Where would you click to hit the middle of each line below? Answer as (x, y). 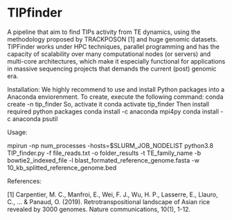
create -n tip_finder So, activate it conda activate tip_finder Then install (108, 104)
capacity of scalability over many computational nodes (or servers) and (109, 54)
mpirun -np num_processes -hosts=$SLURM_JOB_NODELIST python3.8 (110, 145)
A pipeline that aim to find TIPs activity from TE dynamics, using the (104, 32)
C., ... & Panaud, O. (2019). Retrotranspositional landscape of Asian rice (109, 201)
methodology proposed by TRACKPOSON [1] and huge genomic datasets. (113, 39)
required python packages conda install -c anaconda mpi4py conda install (113, 111)
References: (24, 181)
